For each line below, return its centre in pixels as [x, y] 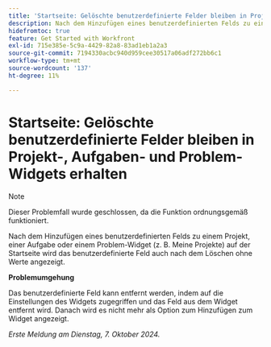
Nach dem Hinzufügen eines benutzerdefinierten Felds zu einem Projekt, [129, 236]
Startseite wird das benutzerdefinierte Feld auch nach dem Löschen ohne [130, 253]
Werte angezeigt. [37, 262]
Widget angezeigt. [39, 318]
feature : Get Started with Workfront [72, 38]
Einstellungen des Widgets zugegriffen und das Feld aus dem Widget [123, 301]
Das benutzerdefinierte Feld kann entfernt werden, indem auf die [116, 293]
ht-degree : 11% [34, 76]
